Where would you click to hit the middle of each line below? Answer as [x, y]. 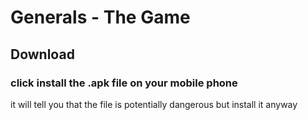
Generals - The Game [100, 17]
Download [42, 54]
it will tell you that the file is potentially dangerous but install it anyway [154, 104]
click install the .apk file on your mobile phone [124, 83]
